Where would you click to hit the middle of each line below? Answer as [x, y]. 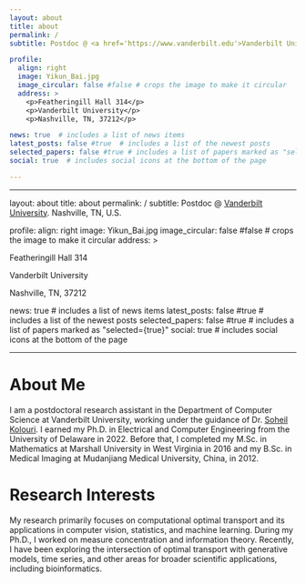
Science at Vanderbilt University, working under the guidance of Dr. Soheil [149, 419]
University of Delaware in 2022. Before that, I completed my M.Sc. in [138, 438]
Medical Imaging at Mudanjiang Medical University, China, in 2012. [134, 458]
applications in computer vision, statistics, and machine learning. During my [152, 529]
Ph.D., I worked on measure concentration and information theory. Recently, [152, 539]
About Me [47, 384]
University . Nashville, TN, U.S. [66, 212]
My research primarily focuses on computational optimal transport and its [147, 520]
